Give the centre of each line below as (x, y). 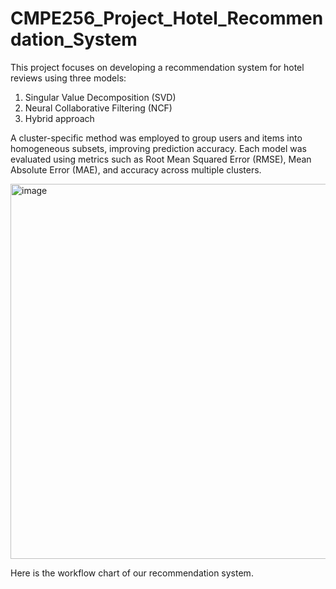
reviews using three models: (68, 78)
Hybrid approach (59, 118)
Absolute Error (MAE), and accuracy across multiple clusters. (136, 169)
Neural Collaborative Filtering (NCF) (98, 108)
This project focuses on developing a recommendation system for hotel (157, 67)
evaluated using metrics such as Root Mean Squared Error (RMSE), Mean (161, 159)
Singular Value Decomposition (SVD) (100, 97)
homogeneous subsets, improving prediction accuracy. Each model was (158, 148)
